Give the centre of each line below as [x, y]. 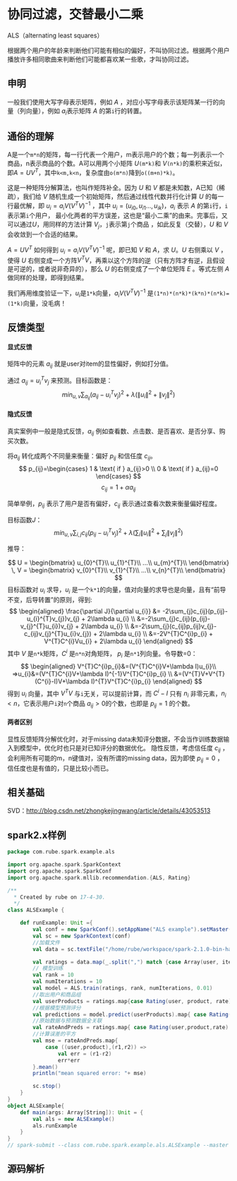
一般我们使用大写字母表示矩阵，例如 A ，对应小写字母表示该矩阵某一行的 [113, 102]
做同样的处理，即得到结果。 [48, 278]
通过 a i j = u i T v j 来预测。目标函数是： [60, 380]
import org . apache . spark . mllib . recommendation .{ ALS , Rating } [99, 877]
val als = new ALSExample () [74, 1119]
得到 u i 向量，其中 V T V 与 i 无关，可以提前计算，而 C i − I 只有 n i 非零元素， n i [117, 693]
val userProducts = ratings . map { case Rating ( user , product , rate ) [132, 1001]
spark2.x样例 [37, 835]
